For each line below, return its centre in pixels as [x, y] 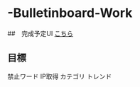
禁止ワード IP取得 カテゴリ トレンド [60, 76]
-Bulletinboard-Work [70, 13]
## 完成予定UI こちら [40, 33]
